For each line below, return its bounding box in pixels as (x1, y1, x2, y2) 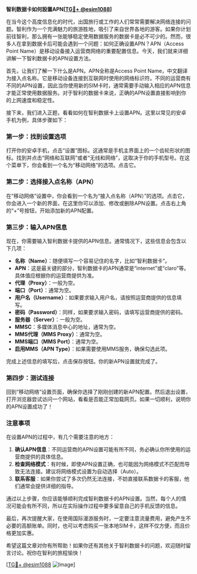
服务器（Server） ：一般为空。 (14, 316, 86, 323)
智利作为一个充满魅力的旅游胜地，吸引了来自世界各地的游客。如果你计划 (16, 26, 191, 32)
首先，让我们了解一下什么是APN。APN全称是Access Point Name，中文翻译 (6, 67, 188, 74)
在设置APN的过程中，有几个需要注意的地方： (6, 434, 115, 441)
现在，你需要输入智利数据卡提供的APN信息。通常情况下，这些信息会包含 (6, 237, 182, 244)
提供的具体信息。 (25, 453, 66, 460)
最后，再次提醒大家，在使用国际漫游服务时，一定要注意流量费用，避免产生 (6, 515, 186, 522)
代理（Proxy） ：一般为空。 (14, 279, 79, 286)
